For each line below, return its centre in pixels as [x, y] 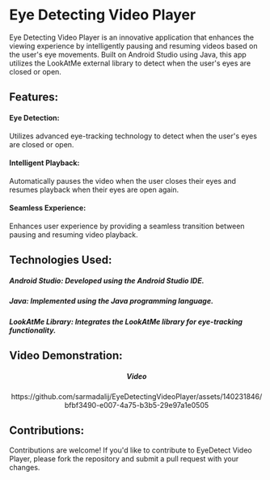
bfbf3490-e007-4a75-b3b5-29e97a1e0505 [137, 406]
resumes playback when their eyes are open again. [94, 189]
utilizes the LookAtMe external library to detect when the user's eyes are [130, 63]
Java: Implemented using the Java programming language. [111, 301]
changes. [25, 467]
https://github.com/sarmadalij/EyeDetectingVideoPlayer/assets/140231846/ [137, 397]
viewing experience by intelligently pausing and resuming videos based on [133, 45]
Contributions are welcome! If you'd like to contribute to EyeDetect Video [131, 450]
